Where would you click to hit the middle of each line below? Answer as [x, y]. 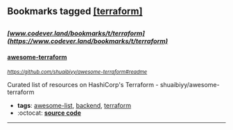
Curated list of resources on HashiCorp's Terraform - [83, 84]
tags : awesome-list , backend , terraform [74, 105]
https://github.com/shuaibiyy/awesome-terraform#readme [77, 72]
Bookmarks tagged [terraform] [75, 11]
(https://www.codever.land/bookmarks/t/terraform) [88, 41]
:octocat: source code [49, 113]
